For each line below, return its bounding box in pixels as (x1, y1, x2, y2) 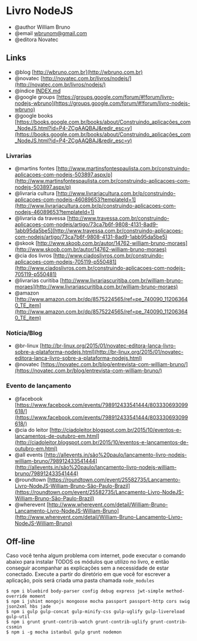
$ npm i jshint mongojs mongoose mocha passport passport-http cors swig (6, 599, 191, 605)
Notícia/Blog (6, 329, 43, 337)
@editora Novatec (14, 36, 59, 43)
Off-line (6, 537, 35, 547)
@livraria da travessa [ (14, 215, 69, 222)
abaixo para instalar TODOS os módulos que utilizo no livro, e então (6, 558, 169, 565)
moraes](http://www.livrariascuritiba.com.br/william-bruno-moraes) (14, 283, 178, 291)
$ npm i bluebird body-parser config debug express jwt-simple (6, 588, 164, 594)
